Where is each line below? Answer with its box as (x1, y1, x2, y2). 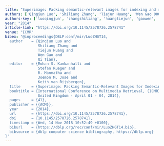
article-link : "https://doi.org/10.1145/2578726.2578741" (5, 25, 125, 30)
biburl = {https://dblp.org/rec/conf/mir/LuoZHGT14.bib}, (9, 125, 137, 129)
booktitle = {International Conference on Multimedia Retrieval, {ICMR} (9, 89, 161, 93)
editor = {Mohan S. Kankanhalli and (9, 61, 91, 66)
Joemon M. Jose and (38, 75, 78, 80)
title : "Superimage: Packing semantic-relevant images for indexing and (5, 7, 156, 12)
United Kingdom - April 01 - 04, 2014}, (38, 93, 121, 98)
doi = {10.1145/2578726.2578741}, (9, 115, 93, 121)
